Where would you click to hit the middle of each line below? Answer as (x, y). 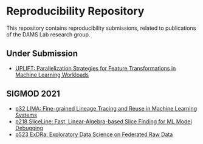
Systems (26, 115)
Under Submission (42, 54)
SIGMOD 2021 (33, 94)
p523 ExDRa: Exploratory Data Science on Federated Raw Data (94, 134)
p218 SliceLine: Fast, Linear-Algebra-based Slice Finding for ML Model (104, 121)
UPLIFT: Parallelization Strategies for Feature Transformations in (95, 68)
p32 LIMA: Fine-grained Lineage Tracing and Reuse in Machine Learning (106, 108)
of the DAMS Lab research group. (48, 34)
